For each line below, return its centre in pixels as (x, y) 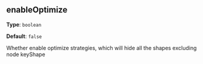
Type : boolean (24, 24)
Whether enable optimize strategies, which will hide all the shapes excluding (101, 48)
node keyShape (26, 54)
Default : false (24, 36)
